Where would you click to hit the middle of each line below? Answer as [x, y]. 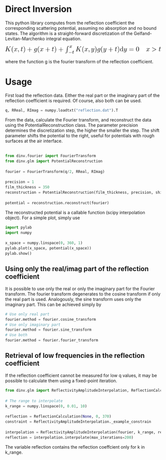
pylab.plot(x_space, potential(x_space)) [48, 248]
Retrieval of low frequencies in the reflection [75, 356]
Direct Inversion [39, 9]
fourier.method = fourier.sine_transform [48, 330]
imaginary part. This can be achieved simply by [53, 304]
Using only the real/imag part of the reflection [77, 269]
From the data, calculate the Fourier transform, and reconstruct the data [78, 120]
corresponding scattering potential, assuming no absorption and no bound [81, 28]
